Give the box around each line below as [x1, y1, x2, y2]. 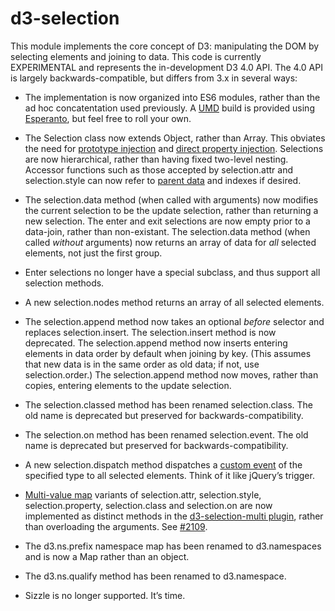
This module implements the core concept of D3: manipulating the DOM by [10, 40, 320, 52]
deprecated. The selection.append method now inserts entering [24, 337, 288, 349]
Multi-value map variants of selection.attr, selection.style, [24, 488, 262, 501]
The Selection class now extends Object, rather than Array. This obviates [24, 132, 326, 144]
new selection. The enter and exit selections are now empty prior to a [24, 215, 311, 227]
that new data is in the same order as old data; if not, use [24, 358, 260, 370]
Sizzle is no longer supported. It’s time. [24, 589, 186, 601]
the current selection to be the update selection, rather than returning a [24, 204, 319, 216]
